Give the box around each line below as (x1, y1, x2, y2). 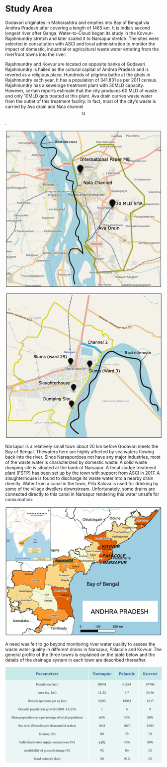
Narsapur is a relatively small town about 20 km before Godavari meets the (5, 443, 159, 449)
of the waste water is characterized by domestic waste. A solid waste (5, 459, 148, 465)
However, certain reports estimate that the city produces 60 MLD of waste (5, 87, 158, 93)
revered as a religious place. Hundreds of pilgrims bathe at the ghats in (5, 71, 151, 77)
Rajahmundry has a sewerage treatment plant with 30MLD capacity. (5, 82, 144, 88)
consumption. (5, 496, 33, 502)
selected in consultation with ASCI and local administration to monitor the (5, 40, 156, 46)
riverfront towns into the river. (5, 51, 66, 57)
